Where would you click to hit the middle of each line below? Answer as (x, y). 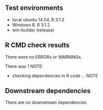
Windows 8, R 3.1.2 (31, 25)
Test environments (34, 8)
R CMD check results (37, 45)
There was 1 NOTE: (24, 66)
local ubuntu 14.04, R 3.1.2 (38, 19)
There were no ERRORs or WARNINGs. (44, 57)
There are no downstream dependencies (46, 102)
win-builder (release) (33, 30)
